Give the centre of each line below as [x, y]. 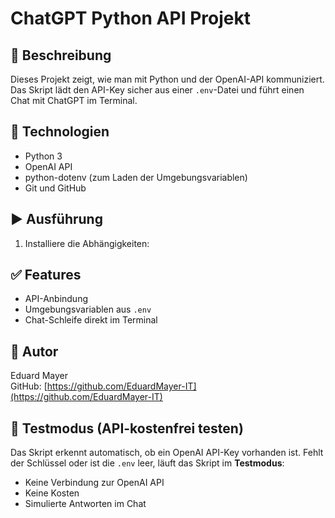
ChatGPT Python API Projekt [130, 18]
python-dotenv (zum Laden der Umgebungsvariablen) [136, 177]
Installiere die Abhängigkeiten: [87, 243]
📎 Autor [34, 351]
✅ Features [46, 275]
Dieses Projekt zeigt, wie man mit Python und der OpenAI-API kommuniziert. [167, 79]
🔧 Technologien [60, 132]
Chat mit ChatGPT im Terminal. [74, 100]
